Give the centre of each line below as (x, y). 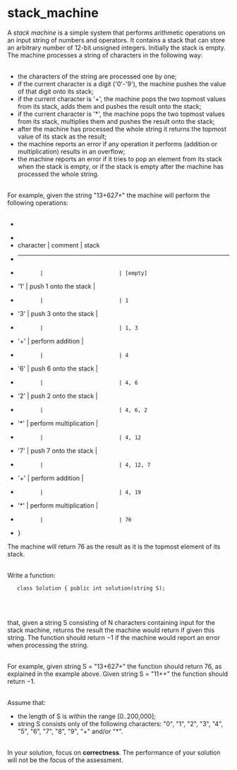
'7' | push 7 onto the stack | (57, 450)
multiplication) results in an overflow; (71, 151)
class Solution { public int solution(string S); (91, 588)
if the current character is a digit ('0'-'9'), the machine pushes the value (122, 83)
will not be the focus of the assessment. (65, 760)
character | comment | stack (59, 245)
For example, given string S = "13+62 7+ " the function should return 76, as (115, 666)
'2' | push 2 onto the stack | (57, 396)
